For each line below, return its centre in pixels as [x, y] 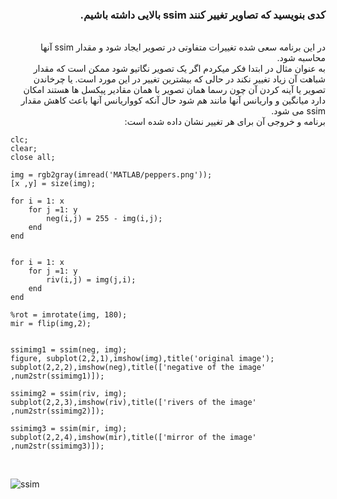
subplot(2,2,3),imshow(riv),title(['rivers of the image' [133, 403]
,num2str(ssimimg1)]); [57, 376]
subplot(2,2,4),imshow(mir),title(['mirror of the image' [133, 438]
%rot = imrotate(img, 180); [69, 315]
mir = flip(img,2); [51, 324]
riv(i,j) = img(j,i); [91, 280]
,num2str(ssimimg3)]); [57, 446]
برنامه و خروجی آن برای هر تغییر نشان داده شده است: [225, 122]
